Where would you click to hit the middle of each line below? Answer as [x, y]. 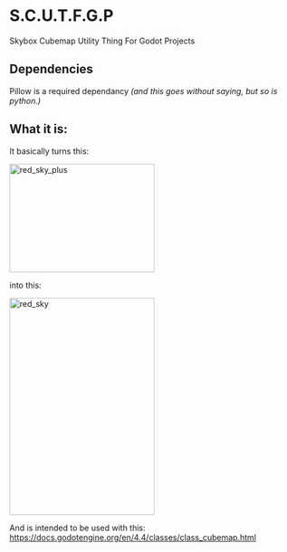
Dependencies [51, 69]
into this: [26, 285]
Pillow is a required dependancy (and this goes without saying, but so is [143, 90]
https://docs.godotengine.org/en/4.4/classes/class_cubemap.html [133, 537]
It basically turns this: [49, 151]
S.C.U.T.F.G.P [62, 16]
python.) [25, 100]
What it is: [38, 129]
